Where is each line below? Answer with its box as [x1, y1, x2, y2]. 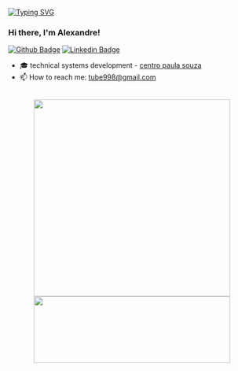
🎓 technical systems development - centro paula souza [19, 61, 202, 70]
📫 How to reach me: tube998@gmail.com [19, 72, 156, 82]
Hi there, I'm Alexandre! [8, 27, 101, 38]
